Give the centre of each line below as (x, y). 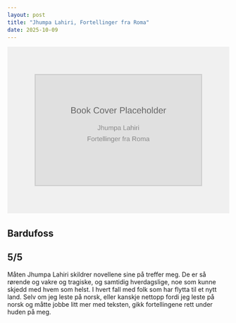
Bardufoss (31, 233)
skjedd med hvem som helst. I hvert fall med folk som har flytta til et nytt (112, 289)
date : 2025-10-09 (33, 30)
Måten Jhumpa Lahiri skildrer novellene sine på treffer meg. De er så (107, 274)
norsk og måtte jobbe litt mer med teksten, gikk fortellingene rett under (110, 304)
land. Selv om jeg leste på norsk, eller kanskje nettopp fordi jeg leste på (111, 297)
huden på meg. (29, 312)
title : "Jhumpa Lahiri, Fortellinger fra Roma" (79, 22)
